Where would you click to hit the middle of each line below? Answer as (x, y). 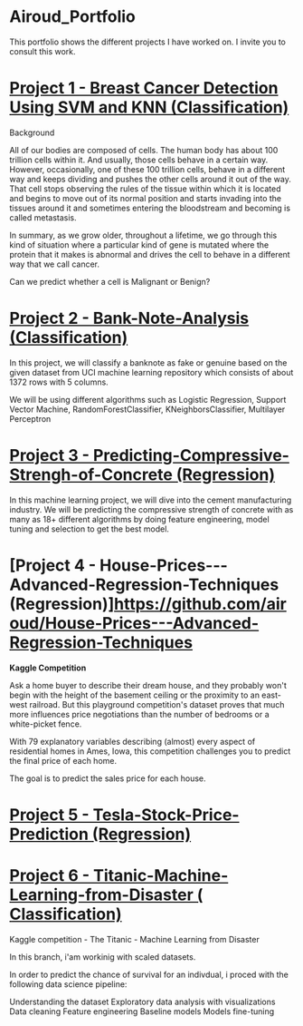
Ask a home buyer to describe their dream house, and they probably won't (148, 685)
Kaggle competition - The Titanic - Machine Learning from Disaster (134, 939)
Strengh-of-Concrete (91, 474)
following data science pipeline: (68, 984)
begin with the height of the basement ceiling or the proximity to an (135, 695)
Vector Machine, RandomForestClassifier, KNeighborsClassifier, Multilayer (147, 409)
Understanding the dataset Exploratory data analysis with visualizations (142, 1002)
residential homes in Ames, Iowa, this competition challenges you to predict (150, 751)
